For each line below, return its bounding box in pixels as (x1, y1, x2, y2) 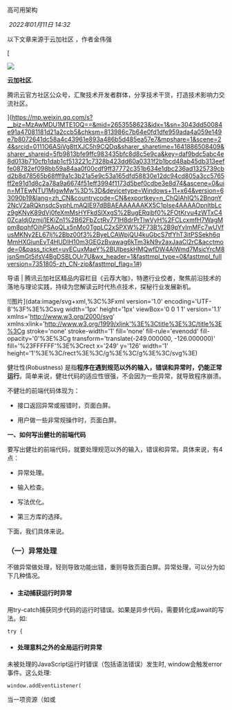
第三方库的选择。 (17, 513, 66, 521)
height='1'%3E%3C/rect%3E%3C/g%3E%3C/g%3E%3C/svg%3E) (7, 349, 198, 357)
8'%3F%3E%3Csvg (7, 305, 64, 313)
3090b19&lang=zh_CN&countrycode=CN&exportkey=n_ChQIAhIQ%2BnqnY (7, 194, 222, 202)
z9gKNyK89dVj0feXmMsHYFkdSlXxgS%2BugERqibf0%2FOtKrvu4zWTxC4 (7, 208, 223, 217)
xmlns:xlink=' (7, 319, 45, 328)
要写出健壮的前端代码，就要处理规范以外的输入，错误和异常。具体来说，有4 (7, 445, 223, 453)
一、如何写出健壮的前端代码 (7, 431, 86, 439)
